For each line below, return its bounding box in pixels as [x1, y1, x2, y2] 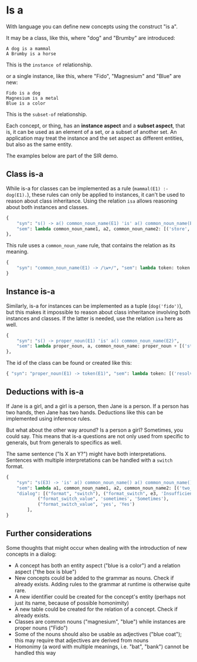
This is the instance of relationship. [6, 61, 93, 68]
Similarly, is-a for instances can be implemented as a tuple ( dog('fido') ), [6, 302, 183, 309]
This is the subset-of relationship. [6, 110, 87, 117]
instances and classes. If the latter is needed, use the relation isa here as [6, 315, 183, 322]
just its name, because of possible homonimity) [14, 599, 129, 606]
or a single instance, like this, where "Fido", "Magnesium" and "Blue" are [6, 72, 181, 79]
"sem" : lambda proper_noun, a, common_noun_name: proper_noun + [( [16, 343, 185, 350]
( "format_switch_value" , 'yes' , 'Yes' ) [37, 502, 135, 508]
